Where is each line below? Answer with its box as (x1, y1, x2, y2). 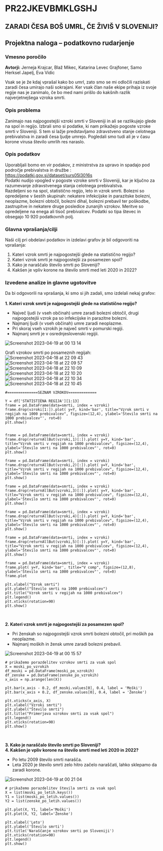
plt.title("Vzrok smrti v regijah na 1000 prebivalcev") (5, 591, 123, 596)
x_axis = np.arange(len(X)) (5, 677, 62, 682)
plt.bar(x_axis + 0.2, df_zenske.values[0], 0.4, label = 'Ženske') (5, 690, 147, 695)
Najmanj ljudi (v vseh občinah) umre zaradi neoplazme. (12, 320, 123, 327)
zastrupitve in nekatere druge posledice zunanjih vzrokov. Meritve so (5, 203, 144, 209)
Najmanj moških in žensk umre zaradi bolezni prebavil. (12, 641, 122, 647)
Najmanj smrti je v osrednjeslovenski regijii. (12, 331, 99, 337)
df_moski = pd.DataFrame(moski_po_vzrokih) (5, 669, 95, 674)
